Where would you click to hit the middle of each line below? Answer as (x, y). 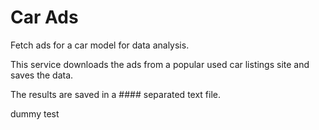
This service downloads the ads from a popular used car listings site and (160, 64)
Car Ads (44, 17)
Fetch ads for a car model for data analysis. (100, 45)
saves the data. (42, 75)
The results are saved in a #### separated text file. (116, 94)
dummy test (35, 113)
